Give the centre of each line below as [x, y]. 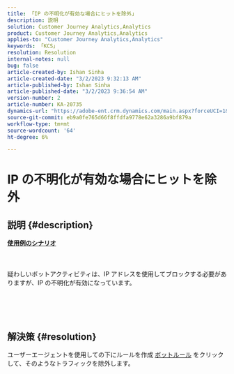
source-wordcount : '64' [42, 130]
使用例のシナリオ [32, 243]
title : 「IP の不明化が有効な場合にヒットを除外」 [72, 14]
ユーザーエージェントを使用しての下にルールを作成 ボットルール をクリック [116, 355]
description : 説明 [33, 20]
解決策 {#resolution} [52, 337]
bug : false [23, 66]
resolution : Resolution [42, 53]
